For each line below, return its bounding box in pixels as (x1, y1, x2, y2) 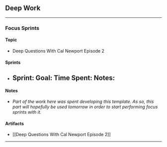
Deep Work (5, 4, 41, 12)
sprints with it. (12, 109, 42, 115)
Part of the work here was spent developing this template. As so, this (12, 99, 154, 105)
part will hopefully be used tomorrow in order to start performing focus (12, 104, 158, 110)
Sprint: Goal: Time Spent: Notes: (12, 73, 115, 82)
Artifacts (5, 120, 24, 126)
